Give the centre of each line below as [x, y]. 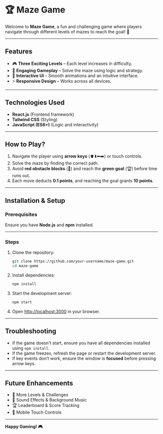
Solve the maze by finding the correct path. [55, 163]
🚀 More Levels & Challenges [40, 395]
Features [19, 52]
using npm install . [31, 348]
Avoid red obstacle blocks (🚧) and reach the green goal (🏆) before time [85, 169]
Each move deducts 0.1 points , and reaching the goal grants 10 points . [83, 181]
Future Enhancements [39, 383]
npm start [22, 302]
